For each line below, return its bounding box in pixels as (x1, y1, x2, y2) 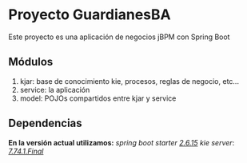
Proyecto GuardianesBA (8, 6, 171, 24)
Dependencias (8, 117, 82, 130)
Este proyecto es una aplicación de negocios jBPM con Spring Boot (8, 32, 230, 42)
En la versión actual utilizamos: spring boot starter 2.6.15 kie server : (8, 137, 235, 147)
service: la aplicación (19, 85, 90, 94)
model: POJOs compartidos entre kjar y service (19, 93, 177, 103)
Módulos (8, 55, 54, 69)
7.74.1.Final (8, 146, 44, 156)
